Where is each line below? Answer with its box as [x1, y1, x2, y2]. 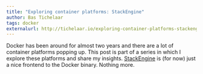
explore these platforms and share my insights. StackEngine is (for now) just [6, 55, 196, 62]
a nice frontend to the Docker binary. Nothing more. [6, 61, 135, 69]
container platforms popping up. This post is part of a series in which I [6, 49, 181, 56]
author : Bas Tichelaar [6, 14, 63, 20]
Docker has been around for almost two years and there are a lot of [6, 42, 174, 49]
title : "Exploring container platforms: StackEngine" [6, 8, 145, 15]
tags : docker [6, 20, 39, 26]
